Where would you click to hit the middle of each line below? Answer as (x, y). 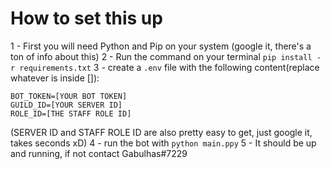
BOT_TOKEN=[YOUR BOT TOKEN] (69, 96)
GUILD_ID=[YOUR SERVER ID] (66, 105)
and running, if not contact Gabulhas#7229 (99, 153)
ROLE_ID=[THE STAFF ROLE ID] (71, 113)
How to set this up (86, 18)
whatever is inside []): (55, 78)
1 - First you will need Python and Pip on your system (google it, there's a (161, 46)
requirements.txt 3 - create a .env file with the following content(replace (169, 67)
